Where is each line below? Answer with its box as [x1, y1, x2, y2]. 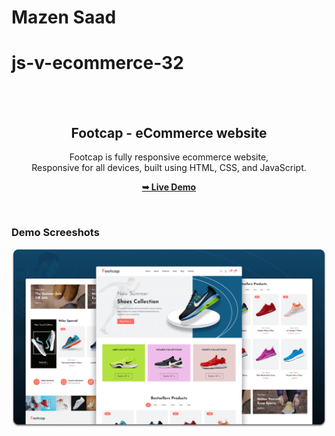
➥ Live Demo [141, 181, 197, 193]
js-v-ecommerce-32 [11, 52, 184, 75]
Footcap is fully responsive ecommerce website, [69, 151, 269, 163]
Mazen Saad [11, 6, 117, 29]
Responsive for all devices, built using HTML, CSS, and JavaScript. [31, 161, 307, 173]
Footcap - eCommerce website [70, 124, 268, 141]
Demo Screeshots [11, 225, 100, 239]
